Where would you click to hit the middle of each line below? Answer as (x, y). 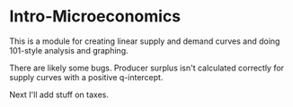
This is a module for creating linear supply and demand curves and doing (145, 41)
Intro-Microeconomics (95, 16)
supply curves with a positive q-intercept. (86, 77)
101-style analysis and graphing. (69, 50)
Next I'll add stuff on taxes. (59, 95)
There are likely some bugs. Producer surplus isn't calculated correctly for (147, 68)
